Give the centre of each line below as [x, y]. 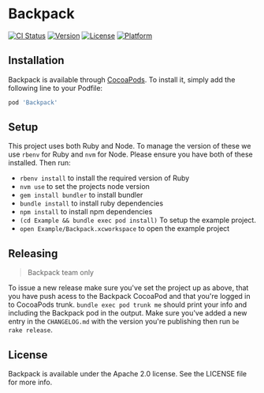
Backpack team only [61, 273]
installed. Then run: [39, 163]
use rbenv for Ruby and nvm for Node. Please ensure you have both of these [131, 154]
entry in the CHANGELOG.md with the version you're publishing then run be [124, 322]
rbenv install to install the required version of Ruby [104, 178]
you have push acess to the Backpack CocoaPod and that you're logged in [129, 297]
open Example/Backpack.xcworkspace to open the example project [125, 229]
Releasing [33, 253]
